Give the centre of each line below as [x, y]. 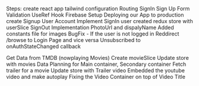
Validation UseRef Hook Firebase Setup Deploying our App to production [95, 15]
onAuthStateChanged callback [44, 46]
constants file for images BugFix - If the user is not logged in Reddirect [93, 34]
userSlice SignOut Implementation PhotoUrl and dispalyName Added [90, 27]
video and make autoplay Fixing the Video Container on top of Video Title [96, 77]
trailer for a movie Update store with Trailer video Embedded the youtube [96, 70]
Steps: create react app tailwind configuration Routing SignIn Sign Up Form [98, 9]
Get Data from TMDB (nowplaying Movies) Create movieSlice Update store [97, 58]
